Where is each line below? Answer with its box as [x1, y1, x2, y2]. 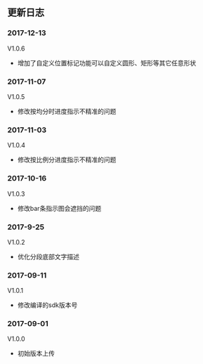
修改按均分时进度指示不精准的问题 [17, 107, 117, 115]
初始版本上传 [17, 349, 55, 358]
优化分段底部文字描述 [17, 252, 79, 261]
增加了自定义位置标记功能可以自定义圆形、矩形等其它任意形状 [17, 58, 197, 67]
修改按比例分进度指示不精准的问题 [17, 155, 117, 164]
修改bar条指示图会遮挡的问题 [17, 204, 102, 212]
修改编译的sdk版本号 [17, 301, 78, 309]
